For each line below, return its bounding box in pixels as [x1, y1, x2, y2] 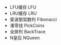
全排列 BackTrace [9, 29, 46, 34]
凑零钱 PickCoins [9, 22, 45, 28]
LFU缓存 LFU [9, 4, 36, 10]
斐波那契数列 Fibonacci [9, 17, 57, 22]
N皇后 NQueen [9, 35, 40, 41]
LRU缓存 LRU [9, 10, 37, 16]
